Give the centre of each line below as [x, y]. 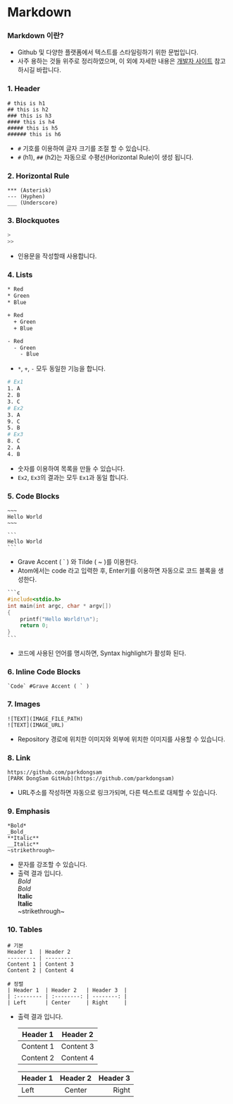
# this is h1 [26, 103]
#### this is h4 [31, 122]
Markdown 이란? [36, 36]
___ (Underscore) [33, 203]
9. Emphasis [29, 811]
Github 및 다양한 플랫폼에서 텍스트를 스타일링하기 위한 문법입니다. [108, 52]
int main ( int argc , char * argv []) [59, 606]
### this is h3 [30, 116]
